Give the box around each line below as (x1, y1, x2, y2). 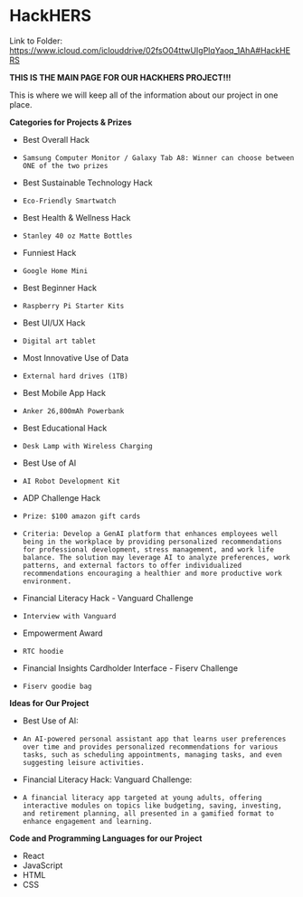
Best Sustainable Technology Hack (22, 177, 153, 188)
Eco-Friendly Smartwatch (22, 196, 117, 205)
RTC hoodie (22, 647, 64, 656)
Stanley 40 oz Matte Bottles (22, 231, 133, 241)
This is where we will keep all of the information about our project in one (9, 90, 279, 100)
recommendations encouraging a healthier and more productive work (22, 569, 282, 578)
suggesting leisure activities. (22, 758, 145, 767)
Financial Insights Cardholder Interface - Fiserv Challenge (22, 662, 238, 674)
